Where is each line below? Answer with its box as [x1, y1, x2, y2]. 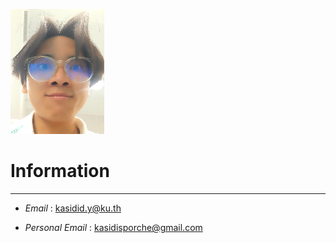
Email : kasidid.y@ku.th [24, 202, 122, 214]
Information [10, 160, 110, 183]
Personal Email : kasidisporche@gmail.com [24, 221, 203, 233]
